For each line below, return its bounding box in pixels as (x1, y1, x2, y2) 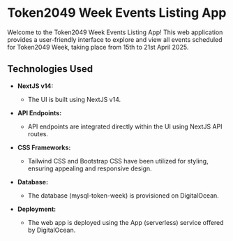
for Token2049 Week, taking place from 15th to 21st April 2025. (7, 43, 189, 51)
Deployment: (17, 205, 57, 213)
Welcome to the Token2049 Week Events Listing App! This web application (7, 28, 223, 36)
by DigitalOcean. (27, 226, 76, 234)
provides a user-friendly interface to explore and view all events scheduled (7, 35, 223, 43)
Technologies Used (7, 63, 93, 75)
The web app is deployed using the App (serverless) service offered (27, 218, 225, 226)
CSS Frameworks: (17, 143, 71, 152)
